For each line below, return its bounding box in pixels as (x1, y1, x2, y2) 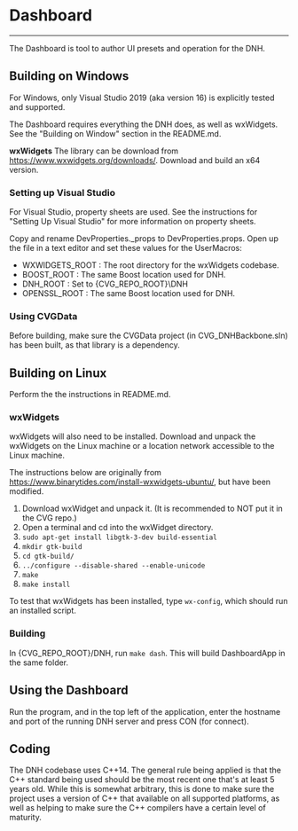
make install (21, 580, 71, 590)
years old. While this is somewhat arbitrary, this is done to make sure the (9, 784, 275, 795)
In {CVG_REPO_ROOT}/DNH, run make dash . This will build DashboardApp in (9, 647, 286, 658)
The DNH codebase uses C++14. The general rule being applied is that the (9, 764, 282, 776)
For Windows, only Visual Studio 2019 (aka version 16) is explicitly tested (9, 92, 275, 103)
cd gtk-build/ (21, 552, 74, 561)
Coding (9, 741, 51, 757)
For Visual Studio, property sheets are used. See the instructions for (9, 207, 258, 217)
